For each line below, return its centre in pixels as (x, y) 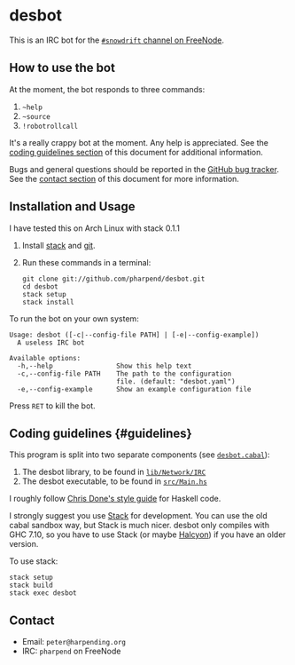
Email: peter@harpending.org (74, 642)
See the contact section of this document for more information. (124, 178)
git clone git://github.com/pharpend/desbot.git (113, 279)
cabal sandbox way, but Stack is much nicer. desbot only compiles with (140, 526)
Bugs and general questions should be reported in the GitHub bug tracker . (144, 169)
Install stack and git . (58, 245)
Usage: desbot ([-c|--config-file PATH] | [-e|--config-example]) (134, 335)
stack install (48, 302)
